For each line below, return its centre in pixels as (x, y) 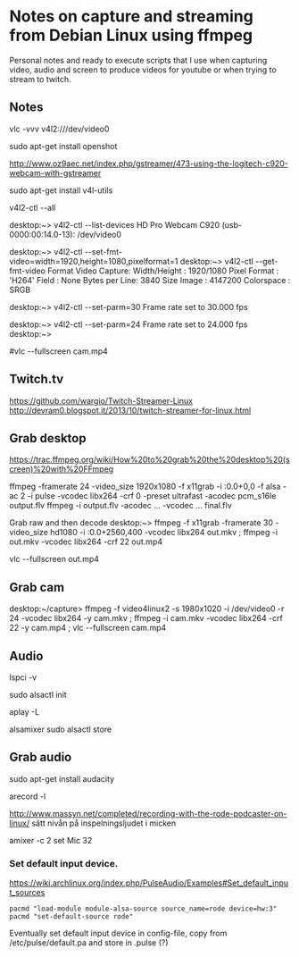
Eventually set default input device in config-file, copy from (118, 933)
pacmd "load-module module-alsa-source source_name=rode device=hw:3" (143, 909)
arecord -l (28, 796)
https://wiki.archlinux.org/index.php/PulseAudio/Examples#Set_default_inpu (149, 883)
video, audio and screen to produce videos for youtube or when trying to (143, 70)
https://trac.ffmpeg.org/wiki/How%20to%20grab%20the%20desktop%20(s (149, 460)
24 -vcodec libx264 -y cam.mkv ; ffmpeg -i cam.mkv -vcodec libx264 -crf (146, 618)
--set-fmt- (104, 251)
